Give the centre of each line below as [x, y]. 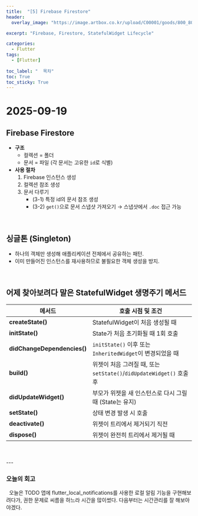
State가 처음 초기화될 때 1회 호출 [135, 333]
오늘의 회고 [21, 479]
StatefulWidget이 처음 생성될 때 [134, 322]
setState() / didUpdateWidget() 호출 [140, 373]
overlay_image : [30, 22]
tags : [13, 55]
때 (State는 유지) [114, 402]
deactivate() [27, 424]
